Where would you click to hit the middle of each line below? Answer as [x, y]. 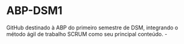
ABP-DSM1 [34, 11]
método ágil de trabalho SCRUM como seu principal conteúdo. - [87, 34]
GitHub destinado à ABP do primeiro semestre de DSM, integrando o [92, 28]
